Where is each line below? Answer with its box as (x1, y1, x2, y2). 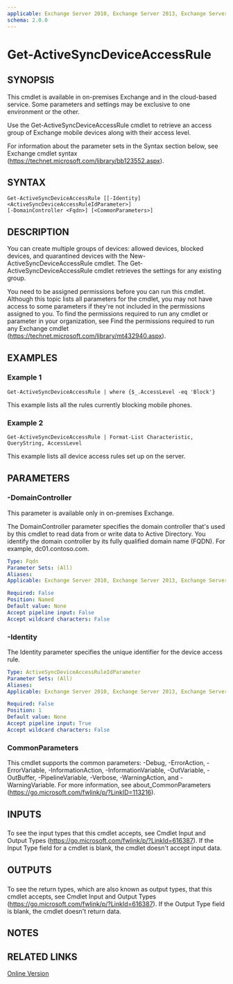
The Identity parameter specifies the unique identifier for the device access (7, 648, 223, 656)
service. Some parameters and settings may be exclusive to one (7, 100, 191, 108)
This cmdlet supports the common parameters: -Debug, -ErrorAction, (7, 759, 206, 767)
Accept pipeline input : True (7, 720, 92, 727)
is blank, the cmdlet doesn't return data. (7, 907, 121, 915)
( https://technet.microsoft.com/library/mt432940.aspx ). (7, 331, 166, 341)
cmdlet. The (94, 259, 129, 268)
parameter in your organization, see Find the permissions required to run (7, 317, 215, 325)
